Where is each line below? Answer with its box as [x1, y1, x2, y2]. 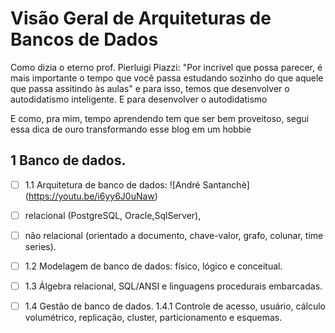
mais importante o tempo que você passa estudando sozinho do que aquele [10, 72, 324, 84]
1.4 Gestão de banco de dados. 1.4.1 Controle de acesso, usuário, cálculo [24, 300, 327, 312]
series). [24, 240, 57, 252]
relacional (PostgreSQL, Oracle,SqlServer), [24, 209, 202, 221]
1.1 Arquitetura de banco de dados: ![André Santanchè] [24, 178, 250, 191]
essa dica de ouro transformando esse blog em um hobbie [10, 123, 252, 135]
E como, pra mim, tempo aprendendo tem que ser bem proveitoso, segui [10, 112, 310, 124]
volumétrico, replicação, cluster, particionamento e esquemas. [24, 312, 283, 324]
